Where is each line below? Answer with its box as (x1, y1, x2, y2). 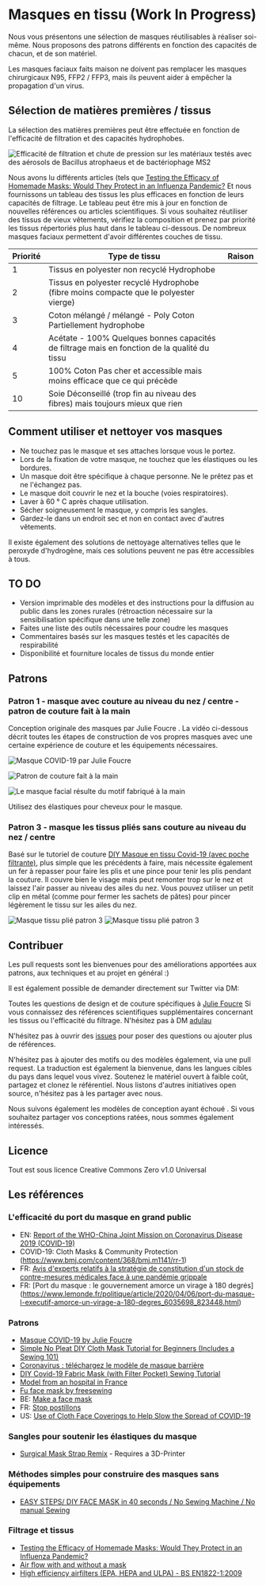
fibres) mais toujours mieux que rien (48, 398, 183, 409)
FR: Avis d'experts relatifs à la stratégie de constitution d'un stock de (19, 1264, 244, 1273)
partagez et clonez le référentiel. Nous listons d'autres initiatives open (8, 1080, 237, 1090)
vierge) (48, 296, 75, 307)
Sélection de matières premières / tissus (8, 104, 211, 117)
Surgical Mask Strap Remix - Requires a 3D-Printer (19, 1449, 186, 1458)
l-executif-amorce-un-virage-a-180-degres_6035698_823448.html (19, 1297, 239, 1307)
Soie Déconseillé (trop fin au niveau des (48, 387, 196, 398)
